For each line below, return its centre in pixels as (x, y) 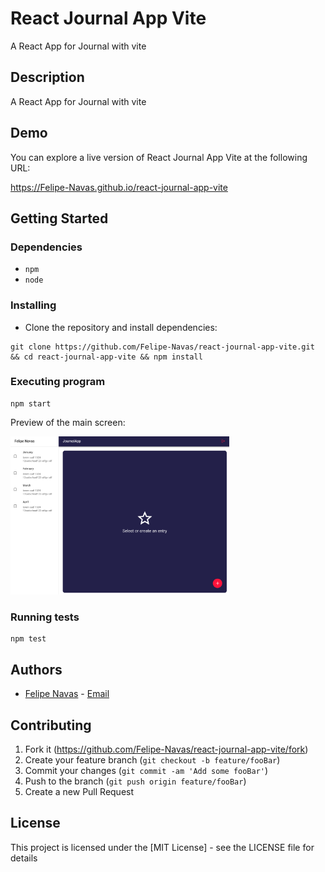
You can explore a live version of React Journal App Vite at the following (159, 157)
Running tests (45, 617)
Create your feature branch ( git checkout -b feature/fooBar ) (152, 760)
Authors (36, 669)
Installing (33, 305)
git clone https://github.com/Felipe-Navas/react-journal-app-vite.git (162, 347)
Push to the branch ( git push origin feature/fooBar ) (135, 781)
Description (47, 77)
